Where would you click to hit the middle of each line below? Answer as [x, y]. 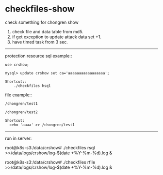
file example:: [18, 95]
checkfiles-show [40, 9]
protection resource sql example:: [39, 56]
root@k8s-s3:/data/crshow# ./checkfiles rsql [50, 147]
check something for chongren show [42, 22]
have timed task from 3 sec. [40, 42]
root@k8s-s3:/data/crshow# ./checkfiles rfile [50, 162]
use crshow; [17, 65]
